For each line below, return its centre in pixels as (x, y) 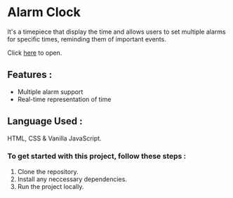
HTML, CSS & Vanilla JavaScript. (54, 138)
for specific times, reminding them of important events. (87, 39)
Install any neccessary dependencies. (72, 179)
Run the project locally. (51, 186)
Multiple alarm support (50, 91)
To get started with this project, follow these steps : (97, 157)
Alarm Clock (44, 12)
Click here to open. (35, 53)
